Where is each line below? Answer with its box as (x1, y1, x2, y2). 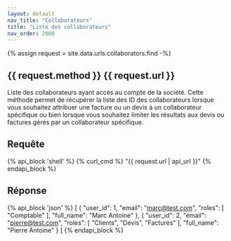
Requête (7, 138, 45, 150)
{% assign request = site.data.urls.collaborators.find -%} (7, 49, 171, 58)
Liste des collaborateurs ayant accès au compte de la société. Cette (7, 89, 204, 97)
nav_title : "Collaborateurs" (7, 17, 93, 24)
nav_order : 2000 (7, 30, 55, 37)
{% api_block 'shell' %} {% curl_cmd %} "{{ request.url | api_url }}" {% (7, 157, 212, 165)
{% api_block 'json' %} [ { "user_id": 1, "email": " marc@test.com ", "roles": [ (7, 203, 225, 211)
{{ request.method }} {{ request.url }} (7, 70, 176, 82)
